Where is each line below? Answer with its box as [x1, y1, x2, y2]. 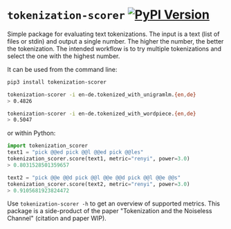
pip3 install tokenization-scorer [7, 78, 107, 86]
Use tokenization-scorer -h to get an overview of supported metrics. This [7, 199, 220, 208]
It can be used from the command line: [7, 65, 118, 73]
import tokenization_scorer [7, 143, 89, 149]
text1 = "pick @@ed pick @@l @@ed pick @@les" [7, 149, 144, 156]
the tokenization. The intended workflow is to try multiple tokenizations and [7, 44, 222, 53]
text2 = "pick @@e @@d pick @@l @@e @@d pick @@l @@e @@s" [7, 174, 181, 181]
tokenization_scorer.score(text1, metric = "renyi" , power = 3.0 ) [7, 156, 190, 163]
